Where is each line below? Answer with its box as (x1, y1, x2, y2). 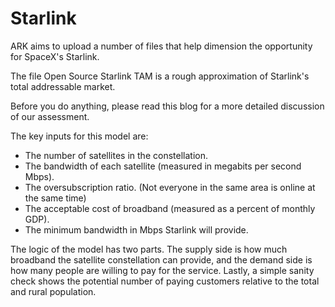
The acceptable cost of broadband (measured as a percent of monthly (24, 202, 316, 214)
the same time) (24, 192, 87, 204)
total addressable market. (10, 80, 116, 92)
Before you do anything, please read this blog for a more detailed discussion (10, 100, 325, 112)
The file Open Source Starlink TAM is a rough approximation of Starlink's (10, 70, 310, 82)
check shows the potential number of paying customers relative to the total (10, 275, 320, 287)
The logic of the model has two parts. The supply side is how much (10, 243, 288, 255)
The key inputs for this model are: (10, 130, 149, 142)
